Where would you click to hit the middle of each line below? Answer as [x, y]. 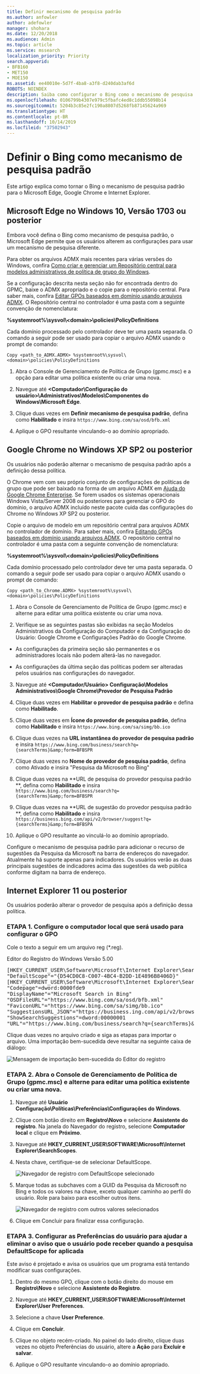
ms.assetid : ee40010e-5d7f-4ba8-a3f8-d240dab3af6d [71, 84]
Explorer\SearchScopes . [46, 1150]
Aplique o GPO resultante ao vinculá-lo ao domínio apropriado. [92, 835]
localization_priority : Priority [48, 56]
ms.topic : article [29, 45]
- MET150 [18, 73]
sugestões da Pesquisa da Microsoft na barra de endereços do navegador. [98, 853]
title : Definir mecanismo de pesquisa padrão [64, 12]
